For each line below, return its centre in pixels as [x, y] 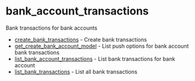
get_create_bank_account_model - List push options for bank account [101, 46]
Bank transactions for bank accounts [51, 28]
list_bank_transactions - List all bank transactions [76, 71]
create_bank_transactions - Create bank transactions [81, 39]
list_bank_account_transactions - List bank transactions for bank [95, 59]
